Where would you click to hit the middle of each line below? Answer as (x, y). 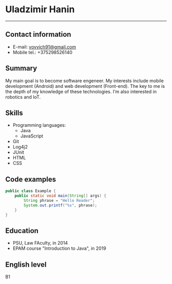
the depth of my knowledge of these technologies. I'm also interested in (81, 91)
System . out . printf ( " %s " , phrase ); (60, 205)
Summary (21, 68)
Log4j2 (20, 147)
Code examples (31, 179)
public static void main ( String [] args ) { (60, 196)
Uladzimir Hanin (40, 9)
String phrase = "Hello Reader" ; (59, 200)
